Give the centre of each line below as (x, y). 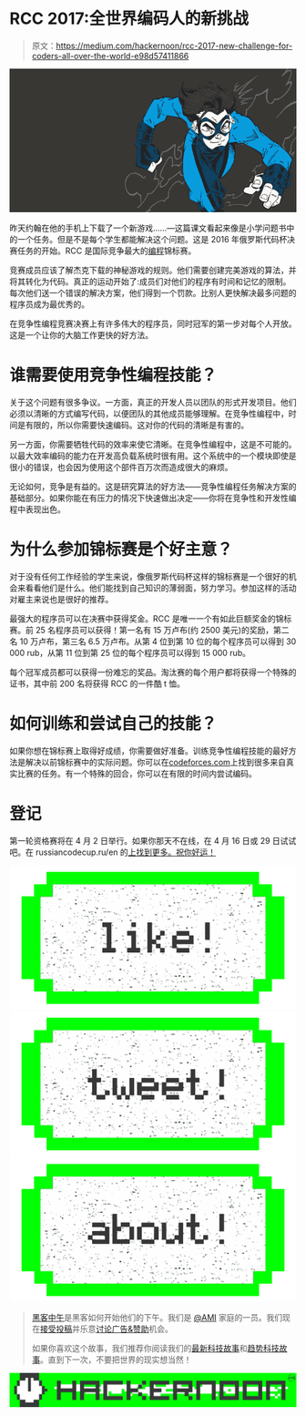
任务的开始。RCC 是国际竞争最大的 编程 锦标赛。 (107, 251)
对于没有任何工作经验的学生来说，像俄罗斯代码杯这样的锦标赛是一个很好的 (149, 576)
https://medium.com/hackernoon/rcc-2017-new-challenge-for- (174, 46)
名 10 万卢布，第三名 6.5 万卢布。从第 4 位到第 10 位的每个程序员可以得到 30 (153, 641)
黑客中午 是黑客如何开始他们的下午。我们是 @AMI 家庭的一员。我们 (157, 1318)
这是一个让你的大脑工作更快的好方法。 (81, 334)
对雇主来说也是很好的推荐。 (61, 599)
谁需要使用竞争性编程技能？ (113, 375)
